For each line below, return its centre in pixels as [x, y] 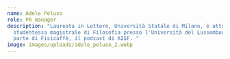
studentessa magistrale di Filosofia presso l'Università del [104, 32]
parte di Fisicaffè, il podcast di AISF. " [76, 39]
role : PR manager [32, 20]
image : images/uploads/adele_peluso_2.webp [70, 45]
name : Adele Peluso [35, 13]
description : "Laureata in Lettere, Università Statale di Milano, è [108, 26]
